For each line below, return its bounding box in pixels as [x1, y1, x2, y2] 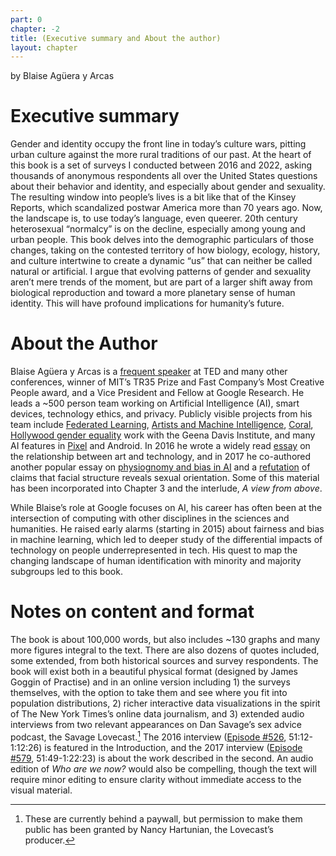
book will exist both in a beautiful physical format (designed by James [10, 666, 298, 678]
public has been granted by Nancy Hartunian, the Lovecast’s [24, 823, 274, 835]
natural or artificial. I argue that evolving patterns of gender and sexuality [10, 266, 312, 278]
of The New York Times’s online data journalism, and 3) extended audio [10, 708, 305, 720]
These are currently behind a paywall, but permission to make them [24, 812, 303, 825]
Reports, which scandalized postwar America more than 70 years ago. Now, [10, 202, 323, 214]
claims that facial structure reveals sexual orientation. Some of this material [10, 472, 320, 484]
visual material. [10, 784, 73, 796]
